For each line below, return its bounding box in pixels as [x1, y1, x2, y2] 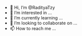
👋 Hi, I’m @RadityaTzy [9, 5, 55, 10]
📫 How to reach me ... [9, 26, 56, 31]
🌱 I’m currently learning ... [9, 15, 63, 20]
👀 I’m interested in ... [9, 10, 52, 16]
